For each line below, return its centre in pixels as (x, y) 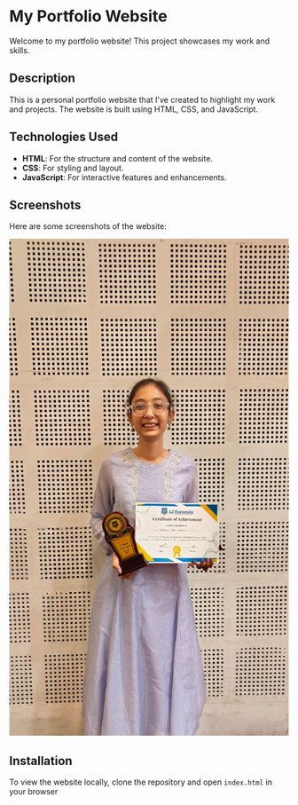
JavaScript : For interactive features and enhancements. (125, 177)
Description (42, 79)
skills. (20, 50)
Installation (41, 761)
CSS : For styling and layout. (73, 168)
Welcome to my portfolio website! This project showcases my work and (140, 41)
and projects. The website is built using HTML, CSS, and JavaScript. (134, 109)
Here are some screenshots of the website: (88, 226)
